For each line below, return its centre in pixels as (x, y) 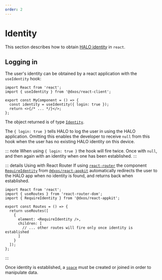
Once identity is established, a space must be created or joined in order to (78, 267)
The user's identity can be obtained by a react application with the (71, 74)
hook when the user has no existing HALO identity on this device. (70, 142)
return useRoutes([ (29, 211)
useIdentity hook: (23, 79)
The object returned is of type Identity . (45, 122)
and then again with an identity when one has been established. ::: (71, 156)
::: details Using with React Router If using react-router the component (76, 165)
